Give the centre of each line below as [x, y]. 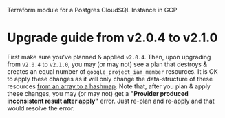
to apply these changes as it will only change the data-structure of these [110, 79]
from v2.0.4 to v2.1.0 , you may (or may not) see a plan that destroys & [107, 64]
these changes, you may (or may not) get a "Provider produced [98, 93]
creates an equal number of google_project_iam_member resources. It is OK [112, 71]
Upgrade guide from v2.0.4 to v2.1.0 [112, 38]
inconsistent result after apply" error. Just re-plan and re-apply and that [111, 101]
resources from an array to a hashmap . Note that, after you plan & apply [109, 86]
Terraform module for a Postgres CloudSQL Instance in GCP [92, 10]
